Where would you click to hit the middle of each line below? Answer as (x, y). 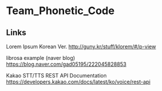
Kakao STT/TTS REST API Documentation (56, 75)
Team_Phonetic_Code (60, 11)
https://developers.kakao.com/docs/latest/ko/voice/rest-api (78, 82)
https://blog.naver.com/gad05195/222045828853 (66, 64)
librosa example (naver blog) (41, 58)
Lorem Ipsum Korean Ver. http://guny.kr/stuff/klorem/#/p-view (81, 46)
